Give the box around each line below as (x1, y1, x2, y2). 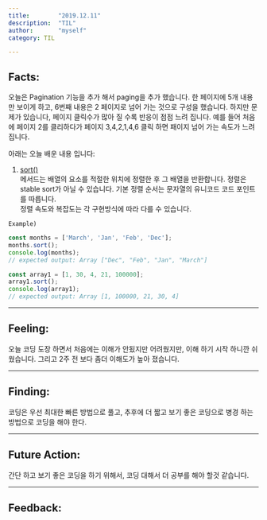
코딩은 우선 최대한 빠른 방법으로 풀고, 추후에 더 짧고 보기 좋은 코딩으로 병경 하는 (8, 407, 254, 417)
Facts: (8, 70, 40, 83)
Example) (8, 220, 37, 228)
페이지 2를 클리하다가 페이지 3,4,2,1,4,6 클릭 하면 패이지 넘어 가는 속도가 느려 (16, 122, 256, 132)
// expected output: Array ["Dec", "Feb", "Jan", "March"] (8, 256, 208, 264)
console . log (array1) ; (8, 285, 80, 293)
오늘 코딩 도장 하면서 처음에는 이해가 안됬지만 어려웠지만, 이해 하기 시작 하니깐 (8, 343, 250, 354)
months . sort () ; (8, 241, 59, 249)
